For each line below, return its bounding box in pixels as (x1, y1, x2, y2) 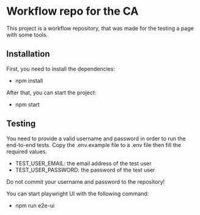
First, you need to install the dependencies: (6, 65, 115, 72)
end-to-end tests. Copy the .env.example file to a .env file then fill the (6, 141, 182, 148)
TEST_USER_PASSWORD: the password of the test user (15, 166, 155, 173)
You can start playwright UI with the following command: (6, 190, 149, 197)
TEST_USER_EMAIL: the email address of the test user (15, 159, 152, 167)
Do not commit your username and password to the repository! (6, 178, 165, 185)
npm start (15, 100, 40, 108)
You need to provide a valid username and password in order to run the (6, 135, 186, 142)
